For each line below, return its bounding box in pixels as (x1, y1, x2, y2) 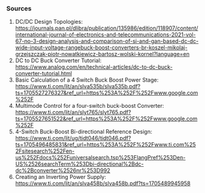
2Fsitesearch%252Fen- (15, 147, 75, 155)
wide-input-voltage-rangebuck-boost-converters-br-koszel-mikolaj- (15, 44, 188, 51)
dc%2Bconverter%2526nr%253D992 (15, 167, 110, 174)
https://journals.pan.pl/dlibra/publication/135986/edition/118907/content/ (15, 24, 198, 32)
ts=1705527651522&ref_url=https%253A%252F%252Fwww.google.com (15, 115, 198, 122)
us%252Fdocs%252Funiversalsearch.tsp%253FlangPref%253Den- (15, 154, 186, 161)
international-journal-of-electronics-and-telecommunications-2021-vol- (15, 31, 196, 38)
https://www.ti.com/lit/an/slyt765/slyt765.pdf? (15, 108, 131, 116)
